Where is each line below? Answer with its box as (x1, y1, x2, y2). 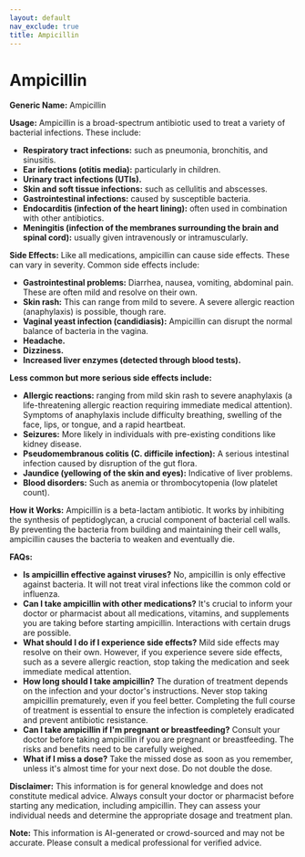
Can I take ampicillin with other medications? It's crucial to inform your (22, 599, 293, 610)
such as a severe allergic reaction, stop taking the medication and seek (22, 656, 290, 667)
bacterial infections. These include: (9, 127, 141, 138)
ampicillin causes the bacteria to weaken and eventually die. (9, 534, 235, 545)
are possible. (22, 627, 72, 639)
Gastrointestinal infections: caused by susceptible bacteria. (22, 193, 251, 204)
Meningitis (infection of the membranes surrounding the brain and (22, 223, 280, 234)
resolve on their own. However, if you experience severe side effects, (22, 647, 283, 658)
